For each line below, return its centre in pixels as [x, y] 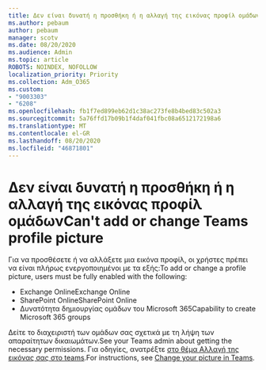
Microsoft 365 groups [55, 317]
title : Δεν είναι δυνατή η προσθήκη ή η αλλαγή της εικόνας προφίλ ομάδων [134, 15]
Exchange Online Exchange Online [75, 292]
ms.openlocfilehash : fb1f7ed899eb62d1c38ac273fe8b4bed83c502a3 [115, 112]
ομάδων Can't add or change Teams [128, 221]
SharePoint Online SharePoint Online [78, 300]
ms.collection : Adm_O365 [49, 82]
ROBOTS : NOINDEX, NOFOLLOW [53, 67]
